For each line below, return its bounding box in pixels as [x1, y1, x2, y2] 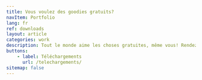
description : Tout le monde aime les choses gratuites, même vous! [6, 43, 179, 49]
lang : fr [6, 20, 28, 26]
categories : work [6, 37, 50, 43]
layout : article [6, 31, 47, 37]
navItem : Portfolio [6, 14, 55, 20]
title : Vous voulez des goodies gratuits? [6, 8, 114, 15]
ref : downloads [6, 25, 44, 32]
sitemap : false [6, 64, 44, 71]
